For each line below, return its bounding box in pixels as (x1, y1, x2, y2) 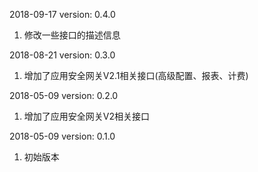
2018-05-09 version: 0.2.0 (9, 90, 119, 101)
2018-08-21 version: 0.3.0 (9, 49, 116, 61)
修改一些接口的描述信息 (23, 29, 121, 41)
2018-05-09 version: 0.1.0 (9, 130, 116, 142)
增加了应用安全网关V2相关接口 (23, 110, 150, 122)
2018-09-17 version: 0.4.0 (9, 9, 116, 20)
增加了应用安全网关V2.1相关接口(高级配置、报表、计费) (23, 70, 249, 81)
